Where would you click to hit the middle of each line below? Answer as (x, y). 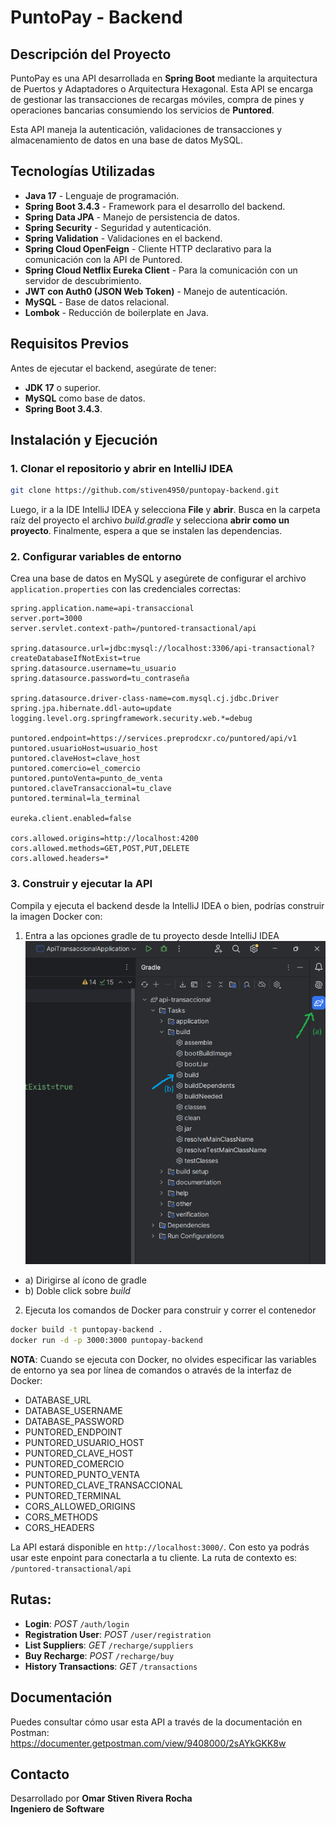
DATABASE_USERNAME (73, 1410)
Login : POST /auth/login (77, 1623)
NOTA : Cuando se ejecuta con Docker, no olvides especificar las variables (163, 1359)
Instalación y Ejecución (84, 440)
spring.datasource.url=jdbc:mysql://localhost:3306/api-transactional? (162, 649)
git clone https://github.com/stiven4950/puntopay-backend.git (145, 491)
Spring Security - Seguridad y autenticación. (118, 227)
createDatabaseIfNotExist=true (75, 659)
